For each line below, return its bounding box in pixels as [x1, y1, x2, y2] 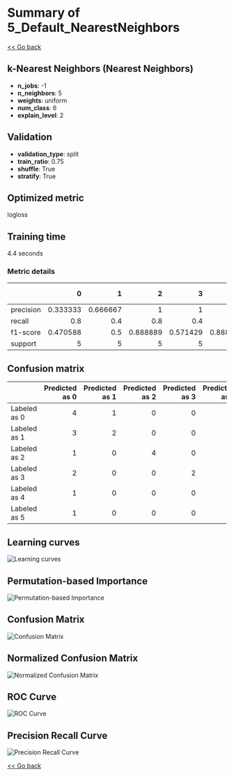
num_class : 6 [17, 103, 57, 112]
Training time [7, 231, 66, 242]
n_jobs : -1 [17, 82, 47, 90]
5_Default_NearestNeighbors [7, 20, 180, 36]
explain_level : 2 [17, 111, 64, 119]
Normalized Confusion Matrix [7, 653, 138, 665]
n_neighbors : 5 [17, 88, 63, 97]
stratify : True [17, 172, 56, 180]
